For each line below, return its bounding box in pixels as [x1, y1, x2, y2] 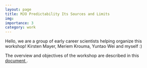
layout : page [5, 7, 32, 12]
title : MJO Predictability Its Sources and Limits [5, 12, 110, 16]
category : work [5, 25, 36, 30]
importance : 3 [5, 20, 34, 26]
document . [5, 58, 28, 64]
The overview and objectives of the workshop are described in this [5, 53, 139, 58]
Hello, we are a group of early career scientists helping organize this [5, 38, 142, 44]
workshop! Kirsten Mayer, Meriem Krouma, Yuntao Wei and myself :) [5, 43, 143, 49]
